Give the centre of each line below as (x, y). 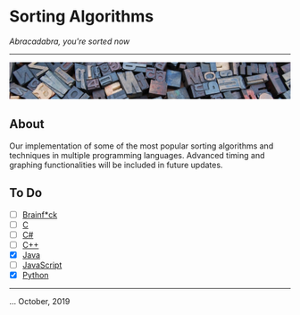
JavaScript (42, 265)
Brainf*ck (40, 214)
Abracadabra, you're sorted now (70, 41)
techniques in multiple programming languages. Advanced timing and (137, 155)
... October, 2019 (40, 301)
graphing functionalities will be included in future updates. (116, 165)
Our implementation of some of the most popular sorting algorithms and (142, 146)
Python (35, 275)
